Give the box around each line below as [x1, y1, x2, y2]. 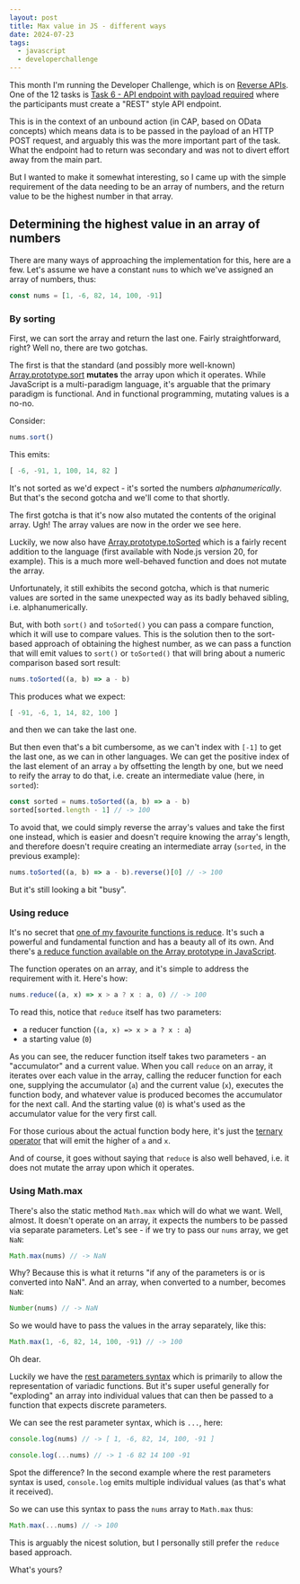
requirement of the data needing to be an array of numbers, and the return [9, 181, 285, 191]
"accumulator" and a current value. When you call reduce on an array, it [9, 1061, 274, 1072]
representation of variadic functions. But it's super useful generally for [9, 1381, 269, 1392]
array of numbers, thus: [9, 273, 97, 284]
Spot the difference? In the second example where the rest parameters [9, 1466, 271, 1478]
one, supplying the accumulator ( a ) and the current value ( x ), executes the [9, 1080, 285, 1091]
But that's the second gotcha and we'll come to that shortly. [9, 491, 231, 503]
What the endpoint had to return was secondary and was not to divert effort [9, 145, 290, 155]
